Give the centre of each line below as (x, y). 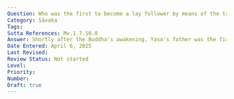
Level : (17, 66)
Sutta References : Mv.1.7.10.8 (53, 33)
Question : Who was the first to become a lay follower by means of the (113, 14)
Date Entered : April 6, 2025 (49, 46)
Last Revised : (28, 53)
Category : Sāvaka (32, 20)
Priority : (22, 72)
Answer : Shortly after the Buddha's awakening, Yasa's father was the (112, 40)
